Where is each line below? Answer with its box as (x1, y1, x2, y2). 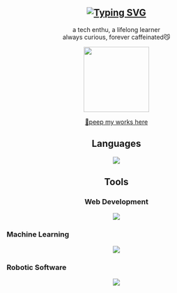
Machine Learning (6, 230, 70, 239)
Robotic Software (6, 262, 67, 272)
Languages (91, 138, 141, 150)
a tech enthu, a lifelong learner (72, 25, 161, 33)
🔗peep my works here (84, 118, 148, 126)
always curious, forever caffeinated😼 (62, 33, 171, 41)
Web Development (84, 196, 149, 206)
